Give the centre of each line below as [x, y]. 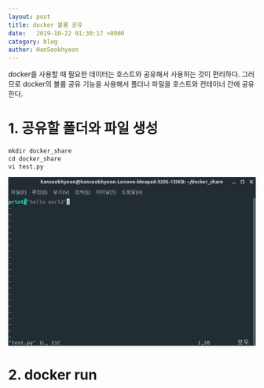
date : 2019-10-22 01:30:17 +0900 [66, 33]
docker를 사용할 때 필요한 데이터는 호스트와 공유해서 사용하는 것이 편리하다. [124, 74]
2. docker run [53, 375]
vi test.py [26, 167]
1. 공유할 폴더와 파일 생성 [83, 129]
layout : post [29, 17]
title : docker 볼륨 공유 [46, 25]
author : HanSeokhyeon [44, 50]
